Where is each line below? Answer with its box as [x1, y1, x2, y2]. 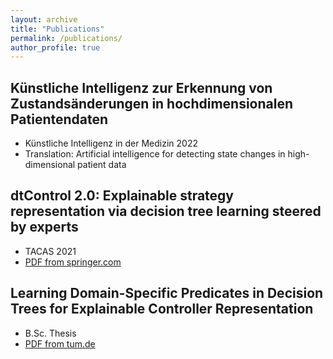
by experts [10, 219, 79, 236]
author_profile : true [10, 42, 101, 53]
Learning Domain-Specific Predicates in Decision [10, 285, 324, 302]
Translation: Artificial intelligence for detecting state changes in [24, 148, 286, 160]
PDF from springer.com [24, 256, 122, 268]
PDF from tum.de [24, 337, 96, 350]
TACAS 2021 [24, 245, 77, 257]
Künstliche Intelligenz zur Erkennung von [10, 79, 273, 96]
